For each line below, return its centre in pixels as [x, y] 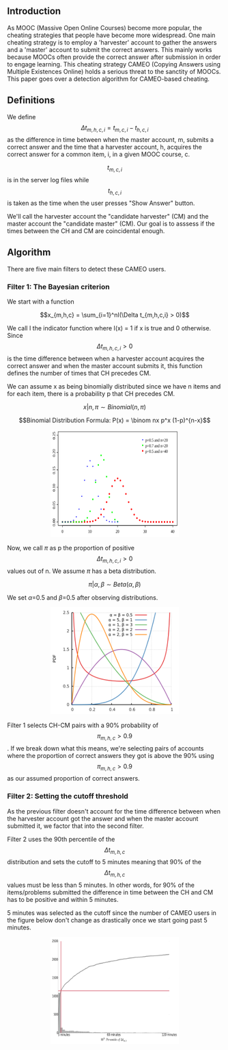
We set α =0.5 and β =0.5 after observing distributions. [83, 597]
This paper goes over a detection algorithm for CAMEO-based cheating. [109, 79]
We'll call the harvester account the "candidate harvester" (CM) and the [108, 217]
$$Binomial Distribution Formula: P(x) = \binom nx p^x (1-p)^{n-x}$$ [115, 420]
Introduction [34, 11]
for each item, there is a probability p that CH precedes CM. [91, 393]
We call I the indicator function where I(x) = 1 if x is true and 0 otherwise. [109, 328]
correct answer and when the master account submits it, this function [105, 365]
